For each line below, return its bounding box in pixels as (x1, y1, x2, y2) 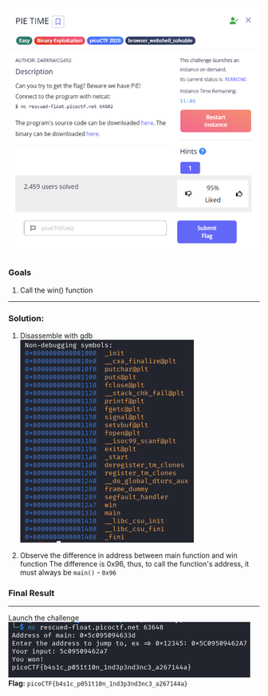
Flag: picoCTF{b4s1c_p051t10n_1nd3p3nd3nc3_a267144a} (8, 678, 188, 688)
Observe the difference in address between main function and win (19, 551, 238, 560)
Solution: (8, 312, 45, 324)
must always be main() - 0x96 (19, 567, 117, 578)
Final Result (8, 587, 55, 599)
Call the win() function (19, 285, 93, 295)
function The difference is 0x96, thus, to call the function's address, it (19, 559, 250, 569)
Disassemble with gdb (19, 331, 93, 340)
